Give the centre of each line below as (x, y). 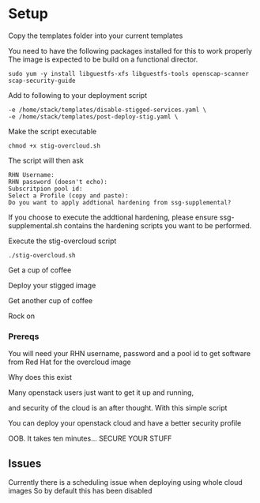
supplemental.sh (35, 225)
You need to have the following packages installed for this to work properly (130, 51)
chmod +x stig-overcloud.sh (55, 146)
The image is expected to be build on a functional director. (103, 59)
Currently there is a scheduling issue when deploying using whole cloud (125, 482)
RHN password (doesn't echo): (58, 182)
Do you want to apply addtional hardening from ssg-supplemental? (120, 202)
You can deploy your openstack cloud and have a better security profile (125, 423)
